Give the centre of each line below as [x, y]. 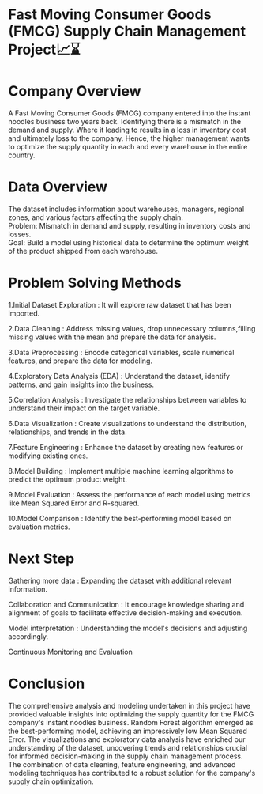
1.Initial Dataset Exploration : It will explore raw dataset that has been [120, 305]
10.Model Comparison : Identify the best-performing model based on [120, 518]
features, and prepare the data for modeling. [80, 361]
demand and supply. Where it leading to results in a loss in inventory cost [127, 130]
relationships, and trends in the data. [68, 432]
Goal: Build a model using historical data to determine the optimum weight [128, 243]
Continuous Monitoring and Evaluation [70, 652]
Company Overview [75, 91]
